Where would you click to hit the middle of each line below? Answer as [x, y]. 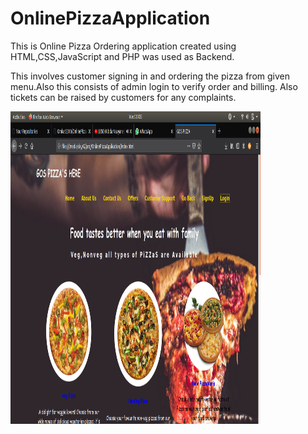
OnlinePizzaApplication [110, 18]
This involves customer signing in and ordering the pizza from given [150, 76]
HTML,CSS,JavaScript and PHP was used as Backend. [122, 56]
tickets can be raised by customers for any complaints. [123, 97]
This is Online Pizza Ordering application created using [123, 46]
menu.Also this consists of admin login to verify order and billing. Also [154, 86]
